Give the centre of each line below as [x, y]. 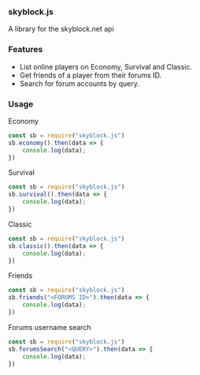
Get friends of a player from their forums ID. [91, 75]
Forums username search [50, 327]
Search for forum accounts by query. [79, 83]
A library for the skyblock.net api [61, 29]
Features [26, 50]
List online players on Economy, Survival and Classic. [106, 66]
